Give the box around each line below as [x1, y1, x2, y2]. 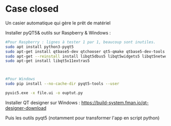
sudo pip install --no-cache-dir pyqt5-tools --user [5, 81, 120, 86]
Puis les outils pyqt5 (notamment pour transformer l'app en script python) [5, 115, 160, 121]
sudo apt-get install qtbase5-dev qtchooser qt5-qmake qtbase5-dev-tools [5, 49, 165, 54]
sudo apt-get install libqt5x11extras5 [5, 58, 90, 64]
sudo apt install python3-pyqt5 [5, 44, 74, 49]
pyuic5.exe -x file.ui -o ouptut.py [5, 90, 83, 96]
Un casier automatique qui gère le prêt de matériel [5, 20, 111, 26]
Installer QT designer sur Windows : [5, 100, 80, 106]
